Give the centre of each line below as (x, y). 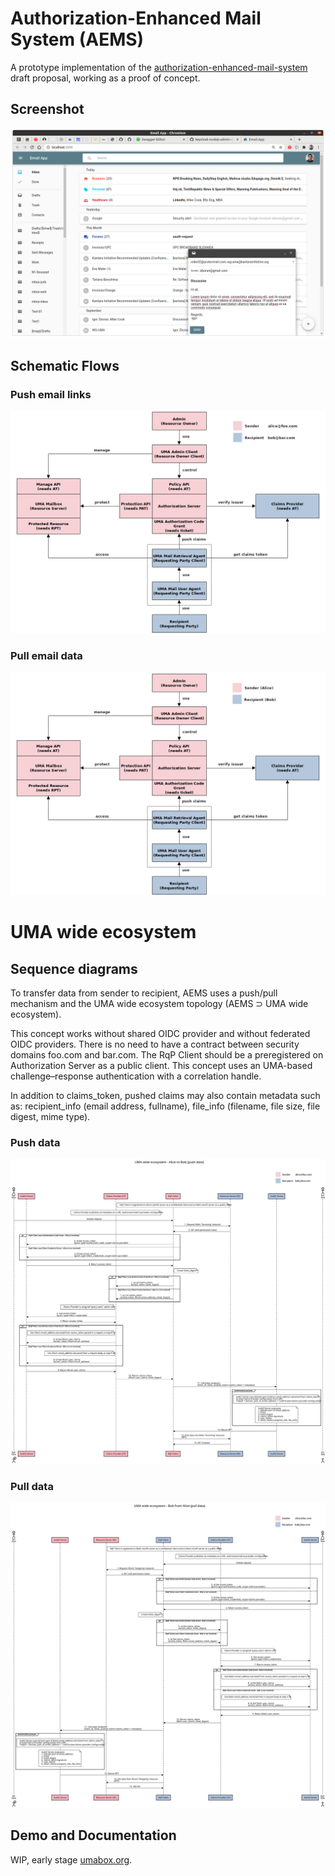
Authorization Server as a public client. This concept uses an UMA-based (161, 1066)
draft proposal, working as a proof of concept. (105, 78)
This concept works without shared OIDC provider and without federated (160, 1034)
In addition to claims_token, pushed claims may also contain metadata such (165, 1096)
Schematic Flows (65, 365)
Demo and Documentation (93, 1835)
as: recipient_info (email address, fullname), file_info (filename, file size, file (165, 1106)
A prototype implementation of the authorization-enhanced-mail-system (159, 67)
